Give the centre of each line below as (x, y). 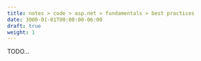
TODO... (18, 52)
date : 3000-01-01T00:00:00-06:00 (55, 20)
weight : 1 (21, 32)
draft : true (24, 26)
